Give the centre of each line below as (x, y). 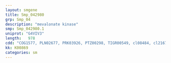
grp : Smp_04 (18, 19)
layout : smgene (21, 10)
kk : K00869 (17, 48)
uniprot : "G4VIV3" (25, 34)
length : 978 (20, 39)
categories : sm (21, 52)
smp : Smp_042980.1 (25, 29)
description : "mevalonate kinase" (42, 24)
